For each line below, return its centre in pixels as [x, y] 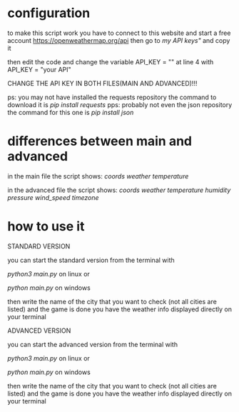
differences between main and [100, 141]
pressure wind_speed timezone [53, 197]
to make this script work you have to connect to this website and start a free [119, 33]
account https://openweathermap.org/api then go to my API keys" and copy [119, 40]
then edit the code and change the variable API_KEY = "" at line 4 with [111, 61]
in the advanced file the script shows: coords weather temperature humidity [119, 190]
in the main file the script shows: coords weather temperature [98, 176]
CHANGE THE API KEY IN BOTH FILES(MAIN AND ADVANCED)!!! [102, 83]
